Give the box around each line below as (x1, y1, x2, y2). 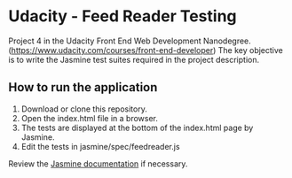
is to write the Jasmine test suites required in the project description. (8, 54, 259, 65)
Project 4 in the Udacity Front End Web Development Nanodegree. (8, 35, 252, 46)
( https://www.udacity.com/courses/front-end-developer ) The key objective (8, 44, 283, 55)
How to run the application (8, 80, 158, 95)
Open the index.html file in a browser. (20, 112, 159, 123)
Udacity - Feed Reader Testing (8, 6, 237, 27)
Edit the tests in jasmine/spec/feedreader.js (20, 141, 180, 151)
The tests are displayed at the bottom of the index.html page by (20, 122, 254, 133)
